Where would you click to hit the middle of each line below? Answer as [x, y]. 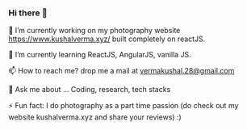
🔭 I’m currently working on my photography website [94, 31]
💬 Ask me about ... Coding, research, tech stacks [90, 90]
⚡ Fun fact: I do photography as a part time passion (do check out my [123, 106]
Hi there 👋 [28, 13]
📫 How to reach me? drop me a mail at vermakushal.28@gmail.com [121, 71]
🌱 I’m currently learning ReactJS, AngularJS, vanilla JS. [100, 55]
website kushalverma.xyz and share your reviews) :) [95, 117]
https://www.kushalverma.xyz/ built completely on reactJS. [107, 39]
